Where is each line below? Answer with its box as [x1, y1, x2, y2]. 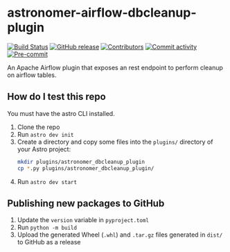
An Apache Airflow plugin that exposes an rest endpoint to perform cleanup [7, 63, 224, 72]
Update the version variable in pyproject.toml [17, 216, 150, 224]
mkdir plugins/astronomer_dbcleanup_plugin [17, 158, 145, 165]
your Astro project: [17, 144, 71, 153]
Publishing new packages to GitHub [7, 197, 165, 209]
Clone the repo [17, 123, 60, 131]
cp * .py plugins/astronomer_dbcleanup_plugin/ [17, 165, 154, 171]
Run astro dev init [17, 130, 74, 138]
